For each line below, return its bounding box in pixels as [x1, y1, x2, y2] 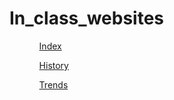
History [38, 59, 69, 71]
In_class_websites [9, 7, 164, 30]
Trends [38, 78, 69, 91]
